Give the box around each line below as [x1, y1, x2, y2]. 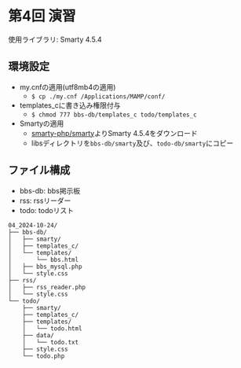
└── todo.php [22, 351, 65, 360]
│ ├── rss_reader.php [8, 283, 86, 291]
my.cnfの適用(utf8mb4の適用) [19, 82, 116, 91]
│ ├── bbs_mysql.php [8, 263, 82, 270]
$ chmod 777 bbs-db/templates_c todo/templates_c [31, 111, 198, 119]
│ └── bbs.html [8, 256, 79, 263]
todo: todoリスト [19, 205, 75, 215]
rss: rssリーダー [19, 196, 71, 205]
